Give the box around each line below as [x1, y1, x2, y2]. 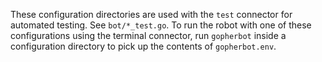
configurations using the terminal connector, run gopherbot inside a [10, 30, 287, 41]
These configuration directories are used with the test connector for [10, 9, 293, 20]
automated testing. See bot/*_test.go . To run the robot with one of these [10, 19, 312, 31]
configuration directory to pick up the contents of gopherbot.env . [10, 40, 277, 52]
